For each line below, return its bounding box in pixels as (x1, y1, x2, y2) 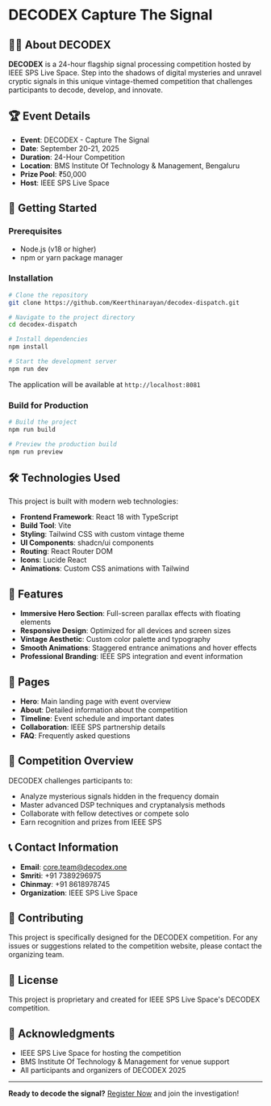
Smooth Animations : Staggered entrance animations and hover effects (19, 643, 257, 652)
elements (19, 617, 52, 627)
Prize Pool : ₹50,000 (19, 169, 87, 179)
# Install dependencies (8, 336, 89, 344)
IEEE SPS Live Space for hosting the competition (19, 1049, 181, 1058)
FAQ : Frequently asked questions (19, 731, 131, 741)
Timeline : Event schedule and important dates (19, 714, 175, 724)
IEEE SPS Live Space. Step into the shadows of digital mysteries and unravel (8, 68, 262, 78)
